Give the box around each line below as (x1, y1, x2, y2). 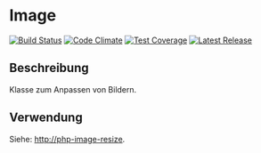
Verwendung (9, 110, 83, 125)
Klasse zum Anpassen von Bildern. (9, 84, 137, 94)
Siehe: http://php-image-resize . (9, 133, 126, 144)
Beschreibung (9, 60, 89, 76)
